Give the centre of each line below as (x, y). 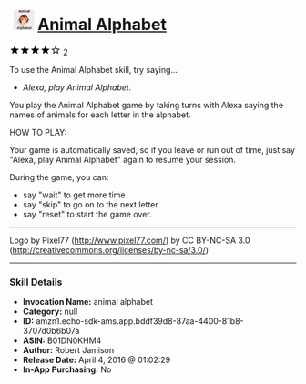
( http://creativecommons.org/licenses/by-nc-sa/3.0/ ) (109, 249)
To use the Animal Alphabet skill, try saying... (94, 69)
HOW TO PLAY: (38, 132)
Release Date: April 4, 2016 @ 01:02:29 (97, 360)
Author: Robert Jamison (68, 350)
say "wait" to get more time (74, 195)
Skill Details (36, 282)
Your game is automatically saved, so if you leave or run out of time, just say (153, 149)
